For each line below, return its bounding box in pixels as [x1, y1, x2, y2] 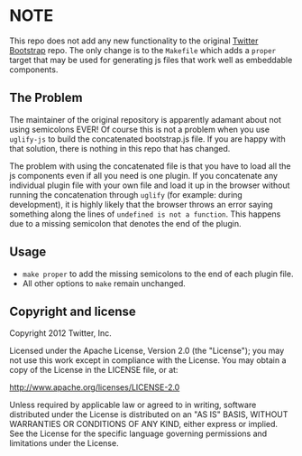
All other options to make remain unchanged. [22, 277, 187, 289]
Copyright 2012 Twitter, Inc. [9, 328, 113, 339]
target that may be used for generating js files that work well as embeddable [9, 54, 293, 65]
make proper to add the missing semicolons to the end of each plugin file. [22, 268, 294, 279]
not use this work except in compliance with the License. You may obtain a [9, 355, 287, 366]
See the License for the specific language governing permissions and [9, 428, 268, 439]
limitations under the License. [9, 438, 119, 449]
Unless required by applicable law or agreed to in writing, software [9, 399, 257, 411]
